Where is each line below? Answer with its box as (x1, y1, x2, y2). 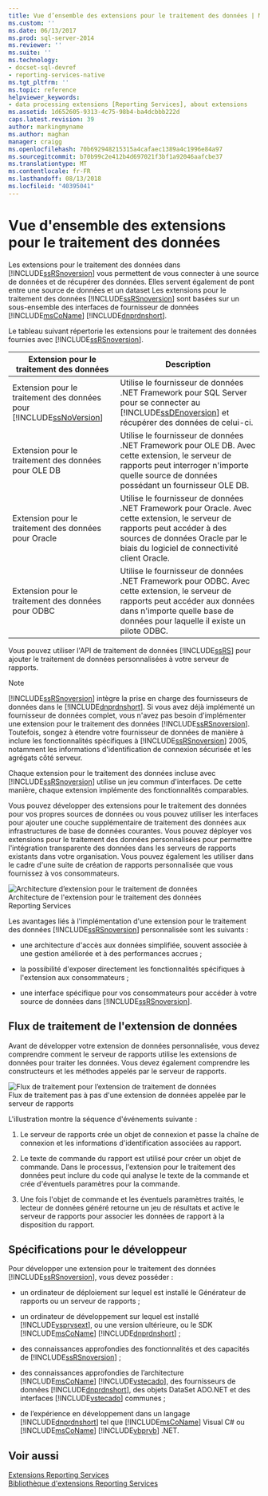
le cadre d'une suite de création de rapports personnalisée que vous (8, 860, 234, 869)
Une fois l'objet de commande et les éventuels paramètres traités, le (19, 1194, 245, 1204)
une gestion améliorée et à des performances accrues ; (19, 948, 203, 958)
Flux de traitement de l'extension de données (8, 1020, 238, 1033)
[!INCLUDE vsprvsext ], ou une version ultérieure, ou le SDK (19, 1321, 213, 1330)
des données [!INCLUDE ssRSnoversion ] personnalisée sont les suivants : (8, 924, 249, 934)
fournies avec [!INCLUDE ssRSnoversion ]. (8, 334, 144, 344)
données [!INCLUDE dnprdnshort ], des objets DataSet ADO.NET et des (19, 1385, 251, 1395)
